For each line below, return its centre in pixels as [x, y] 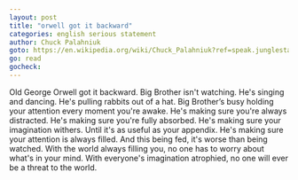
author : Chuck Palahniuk [55, 42]
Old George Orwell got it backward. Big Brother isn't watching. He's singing [147, 92]
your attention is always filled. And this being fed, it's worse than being [138, 139]
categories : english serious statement [83, 34]
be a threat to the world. [53, 167]
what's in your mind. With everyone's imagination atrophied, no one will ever [149, 158]
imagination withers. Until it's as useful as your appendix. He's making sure [146, 129]
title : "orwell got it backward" [71, 26]
